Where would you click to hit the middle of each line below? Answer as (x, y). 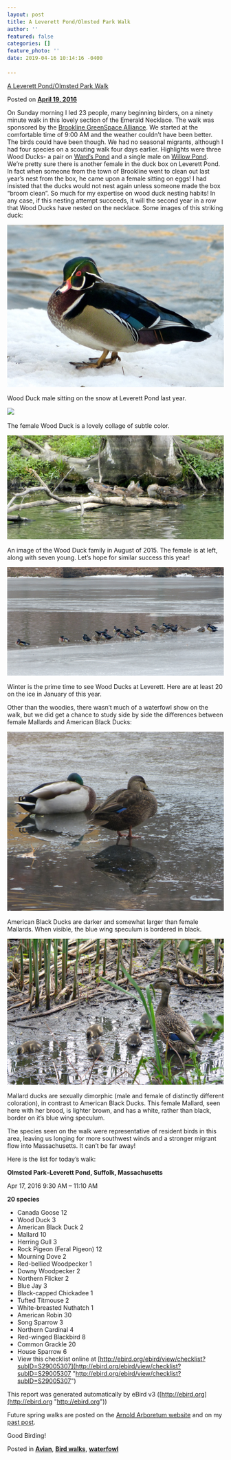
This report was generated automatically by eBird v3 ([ (85, 1395)
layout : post (26, 14)
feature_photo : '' (33, 51)
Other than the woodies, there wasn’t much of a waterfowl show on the (108, 707)
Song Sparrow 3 (40, 1322)
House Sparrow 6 (42, 1352)
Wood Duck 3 (36, 1220)
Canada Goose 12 (42, 1213)
